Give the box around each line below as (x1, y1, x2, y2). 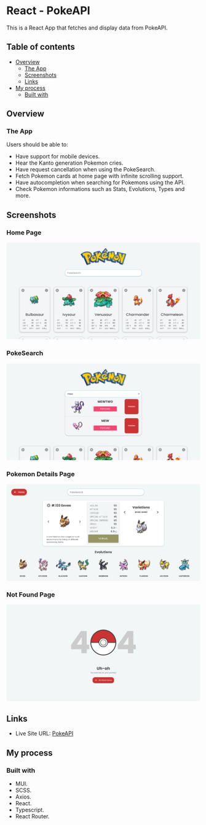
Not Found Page (6, 590, 55, 599)
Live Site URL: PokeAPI (15, 730, 74, 737)
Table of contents (6, 42, 75, 52)
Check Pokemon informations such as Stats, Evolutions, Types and (15, 186, 185, 193)
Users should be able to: (6, 141, 69, 148)
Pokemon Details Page (6, 469, 75, 478)
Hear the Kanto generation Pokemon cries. (15, 159, 124, 166)
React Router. (15, 812, 50, 820)
